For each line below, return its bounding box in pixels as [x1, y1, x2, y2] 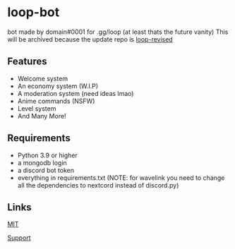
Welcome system [17, 74, 68, 83]
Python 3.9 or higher [17, 151, 78, 159]
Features [7, 56, 47, 68]
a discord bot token [17, 166, 75, 174]
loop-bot [7, 4, 60, 20]
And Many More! [17, 111, 66, 120]
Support [7, 233, 31, 242]
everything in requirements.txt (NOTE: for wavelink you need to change [17, 174, 225, 182]
